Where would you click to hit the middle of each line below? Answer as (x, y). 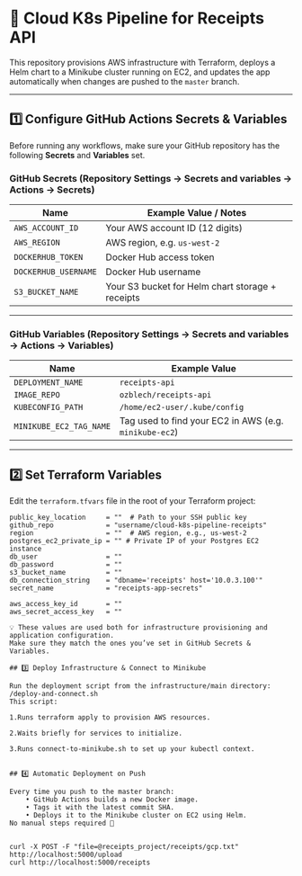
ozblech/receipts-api (165, 395)
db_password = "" (66, 565)
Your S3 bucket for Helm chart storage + (191, 287)
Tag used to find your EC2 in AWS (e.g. (201, 421)
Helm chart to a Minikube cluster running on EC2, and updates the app (140, 72)
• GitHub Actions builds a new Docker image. (112, 800)
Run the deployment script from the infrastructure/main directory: (140, 686)
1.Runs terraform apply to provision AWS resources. (110, 718)
